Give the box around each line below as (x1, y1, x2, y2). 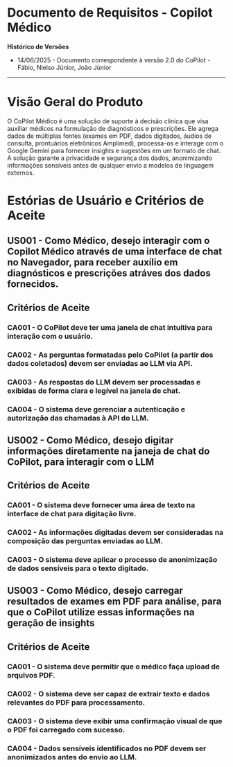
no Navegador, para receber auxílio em (7, 256, 178, 268)
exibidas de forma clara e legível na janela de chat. (7, 386, 181, 396)
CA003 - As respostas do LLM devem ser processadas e (7, 377, 201, 387)
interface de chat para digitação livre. (7, 509, 137, 519)
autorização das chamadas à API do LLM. (7, 413, 149, 423)
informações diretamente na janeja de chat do (7, 445, 210, 457)
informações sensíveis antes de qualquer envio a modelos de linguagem (7, 161, 214, 169)
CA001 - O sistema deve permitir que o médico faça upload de (7, 662, 221, 671)
